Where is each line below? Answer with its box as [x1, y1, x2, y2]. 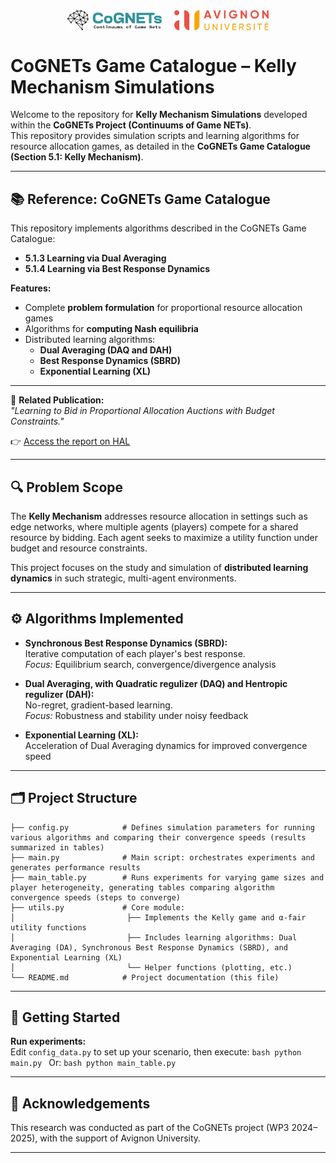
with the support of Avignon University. [39, 1132, 202, 1144]
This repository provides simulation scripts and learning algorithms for [10, 130, 300, 142]
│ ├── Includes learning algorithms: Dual [10, 932, 298, 943]
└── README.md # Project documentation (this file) [10, 972, 280, 983]
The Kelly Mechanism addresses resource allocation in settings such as [10, 510, 308, 522]
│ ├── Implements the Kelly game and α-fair [10, 912, 307, 923]
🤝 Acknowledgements [10, 1095, 151, 1112]
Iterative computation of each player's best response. [24, 647, 246, 659]
